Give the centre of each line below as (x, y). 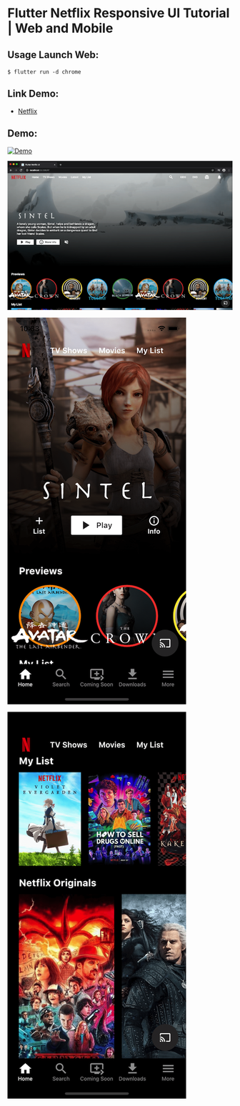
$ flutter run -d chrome (44, 72)
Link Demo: (33, 94)
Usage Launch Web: (53, 55)
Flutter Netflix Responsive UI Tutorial (119, 13)
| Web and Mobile (60, 28)
